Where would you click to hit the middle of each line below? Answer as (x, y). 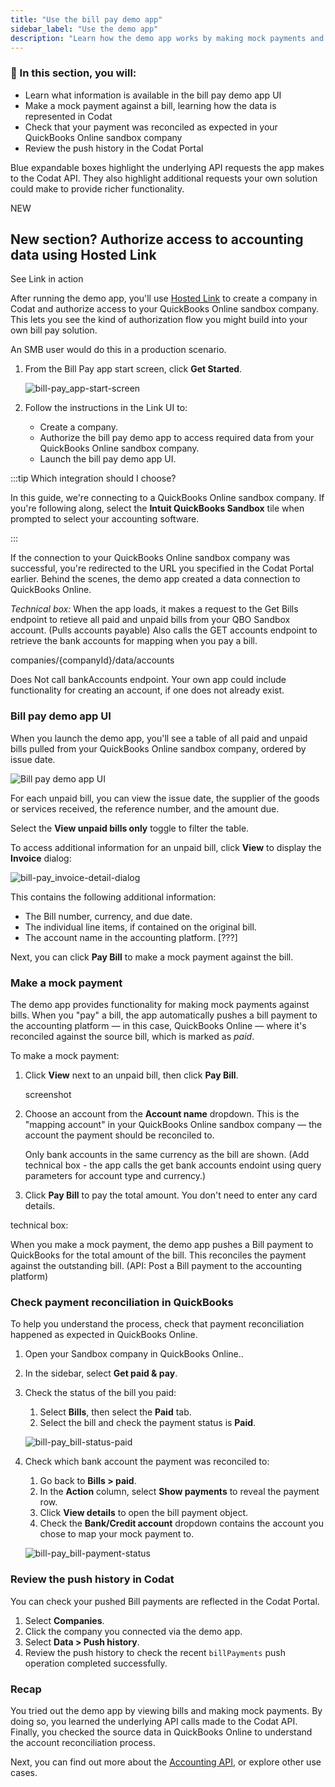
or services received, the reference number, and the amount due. (145, 808)
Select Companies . (64, 1620)
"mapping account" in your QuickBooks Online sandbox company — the (173, 1125)
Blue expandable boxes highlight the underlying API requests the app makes (167, 167)
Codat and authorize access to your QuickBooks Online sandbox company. (165, 309)
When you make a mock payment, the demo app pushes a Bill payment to (162, 1245)
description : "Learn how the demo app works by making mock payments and (167, 38)
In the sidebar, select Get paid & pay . (101, 1373)
